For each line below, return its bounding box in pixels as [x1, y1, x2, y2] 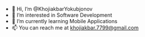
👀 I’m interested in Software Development [11, 12, 113, 18]
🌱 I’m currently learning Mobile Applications [11, 18, 117, 24]
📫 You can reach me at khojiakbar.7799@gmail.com [11, 24, 139, 31]
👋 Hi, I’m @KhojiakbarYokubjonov [11, 6, 93, 12]
